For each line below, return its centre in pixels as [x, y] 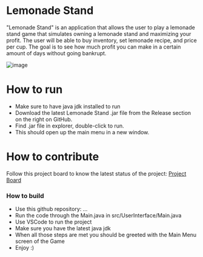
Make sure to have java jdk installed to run [68, 106]
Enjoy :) [25, 248]
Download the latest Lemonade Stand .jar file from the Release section [103, 112]
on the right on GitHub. [44, 119]
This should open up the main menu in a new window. [82, 132]
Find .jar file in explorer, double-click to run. [69, 126]
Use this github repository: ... [51, 209]
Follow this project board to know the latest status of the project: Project [96, 173]
